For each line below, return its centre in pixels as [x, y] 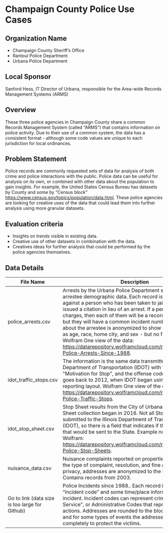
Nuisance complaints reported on [101, 459]
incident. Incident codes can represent [108, 498]
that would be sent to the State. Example [110, 432]
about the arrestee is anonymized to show [112, 328]
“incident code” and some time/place [106, 492]
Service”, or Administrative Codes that [107, 504]
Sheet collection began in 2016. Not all [108, 413]
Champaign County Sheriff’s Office [48, 50]
